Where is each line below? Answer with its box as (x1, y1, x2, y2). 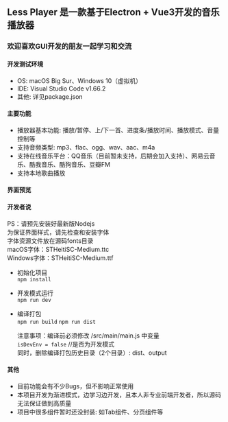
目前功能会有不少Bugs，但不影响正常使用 (16, 382, 134, 390)
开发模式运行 (16, 289, 53, 297)
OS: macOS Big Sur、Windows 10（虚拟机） (16, 76, 142, 84)
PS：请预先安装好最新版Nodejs (7, 219, 95, 228)
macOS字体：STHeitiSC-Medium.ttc (7, 245, 110, 253)
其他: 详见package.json (16, 92, 84, 101)
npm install (16, 276, 51, 283)
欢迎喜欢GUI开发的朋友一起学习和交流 (7, 42, 132, 51)
